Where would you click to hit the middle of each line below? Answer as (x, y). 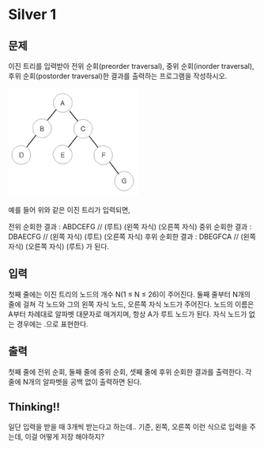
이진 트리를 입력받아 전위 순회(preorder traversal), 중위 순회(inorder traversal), (131, 66)
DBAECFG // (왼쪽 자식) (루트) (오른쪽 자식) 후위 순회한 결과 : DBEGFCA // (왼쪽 (132, 236)
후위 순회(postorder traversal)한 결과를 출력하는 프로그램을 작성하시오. (118, 76)
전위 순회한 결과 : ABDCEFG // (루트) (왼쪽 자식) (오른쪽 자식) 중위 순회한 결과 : (130, 226)
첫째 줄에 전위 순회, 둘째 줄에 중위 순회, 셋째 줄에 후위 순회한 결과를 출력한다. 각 (130, 372)
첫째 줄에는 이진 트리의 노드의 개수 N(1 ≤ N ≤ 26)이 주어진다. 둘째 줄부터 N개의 (130, 294)
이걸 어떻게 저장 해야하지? (65, 437)
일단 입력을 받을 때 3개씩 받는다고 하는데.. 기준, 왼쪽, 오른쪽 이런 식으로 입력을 (128, 427)
